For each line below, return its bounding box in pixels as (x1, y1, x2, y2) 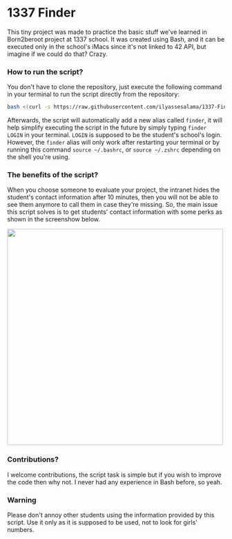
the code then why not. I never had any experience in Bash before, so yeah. (7, 477, 222, 486)
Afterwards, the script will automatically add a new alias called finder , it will (7, 116, 223, 125)
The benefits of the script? (7, 170, 99, 180)
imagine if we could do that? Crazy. (7, 50, 108, 58)
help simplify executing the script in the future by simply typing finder (7, 123, 207, 132)
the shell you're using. (7, 153, 70, 161)
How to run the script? (7, 67, 84, 77)
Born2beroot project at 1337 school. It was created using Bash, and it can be (7, 35, 225, 43)
